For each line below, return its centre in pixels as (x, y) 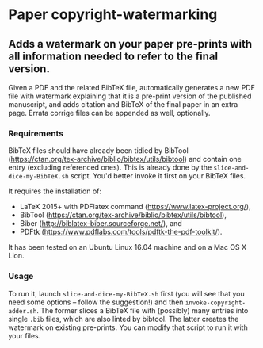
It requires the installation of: (55, 191)
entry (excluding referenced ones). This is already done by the (110, 167)
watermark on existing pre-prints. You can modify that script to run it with (128, 327)
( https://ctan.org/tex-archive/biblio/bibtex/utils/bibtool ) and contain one (125, 159)
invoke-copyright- (215, 303)
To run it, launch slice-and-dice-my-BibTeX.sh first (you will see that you (127, 293)
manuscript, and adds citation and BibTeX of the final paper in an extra (123, 104)
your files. (25, 335)
